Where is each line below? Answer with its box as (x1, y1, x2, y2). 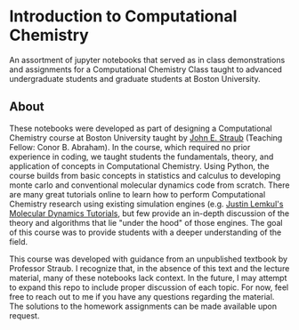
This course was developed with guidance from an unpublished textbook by (9, 254, 287, 264)
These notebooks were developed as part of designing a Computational (9, 123, 273, 133)
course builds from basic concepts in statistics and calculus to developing (9, 170, 281, 181)
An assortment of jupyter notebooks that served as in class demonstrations (9, 54, 286, 65)
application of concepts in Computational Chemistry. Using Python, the (9, 160, 270, 171)
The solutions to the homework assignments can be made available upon (9, 301, 278, 311)
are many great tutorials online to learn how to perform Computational (9, 189, 266, 199)
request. (9, 310, 40, 321)
